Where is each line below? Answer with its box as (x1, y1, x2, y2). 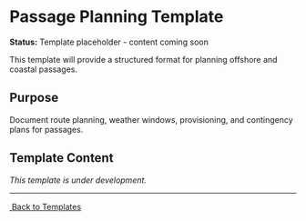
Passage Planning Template (9, 6, 224, 27)
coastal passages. (9, 64, 77, 75)
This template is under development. (9, 175, 148, 186)
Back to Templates (11, 201, 82, 212)
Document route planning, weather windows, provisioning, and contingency (9, 114, 293, 125)
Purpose (9, 90, 59, 105)
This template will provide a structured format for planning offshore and (9, 54, 278, 65)
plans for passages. (9, 124, 84, 135)
